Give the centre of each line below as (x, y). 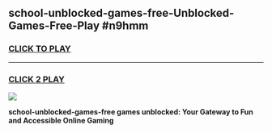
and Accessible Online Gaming (61, 120)
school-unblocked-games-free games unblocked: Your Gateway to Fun (131, 111)
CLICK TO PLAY (40, 49)
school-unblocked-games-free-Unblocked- (121, 13)
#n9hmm (125, 26)
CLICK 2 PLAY (36, 79)
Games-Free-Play (54, 26)
